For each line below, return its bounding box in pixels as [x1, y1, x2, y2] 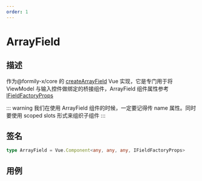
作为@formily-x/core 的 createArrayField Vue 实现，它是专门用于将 [6, 77, 173, 84]
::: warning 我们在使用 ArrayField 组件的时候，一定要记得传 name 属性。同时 [6, 104, 197, 112]
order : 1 [6, 8, 28, 15]
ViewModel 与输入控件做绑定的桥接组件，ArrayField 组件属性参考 [6, 85, 169, 92]
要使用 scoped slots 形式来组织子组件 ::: [6, 112, 106, 119]
